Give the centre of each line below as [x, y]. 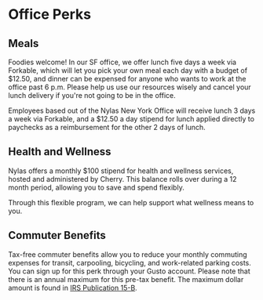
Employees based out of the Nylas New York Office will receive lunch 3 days [132, 110]
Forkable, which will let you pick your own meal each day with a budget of [128, 70]
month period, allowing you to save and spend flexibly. [96, 187]
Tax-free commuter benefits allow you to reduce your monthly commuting [128, 254]
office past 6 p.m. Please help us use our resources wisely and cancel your [130, 87]
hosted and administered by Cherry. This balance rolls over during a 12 [122, 179]
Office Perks [50, 14]
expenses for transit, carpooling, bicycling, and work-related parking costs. [130, 262]
